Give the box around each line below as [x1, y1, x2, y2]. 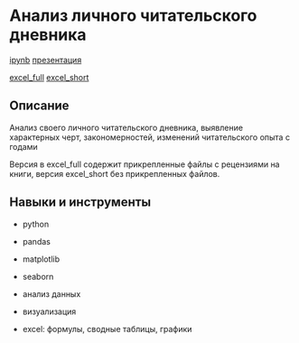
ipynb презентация [9, 54, 82, 65]
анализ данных [22, 288, 81, 299]
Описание [9, 98, 70, 114]
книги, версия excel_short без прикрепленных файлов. [9, 168, 220, 179]
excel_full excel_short [9, 71, 89, 82]
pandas [22, 236, 51, 246]
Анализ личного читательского [9, 5, 257, 26]
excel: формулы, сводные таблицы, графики [22, 323, 192, 334]
